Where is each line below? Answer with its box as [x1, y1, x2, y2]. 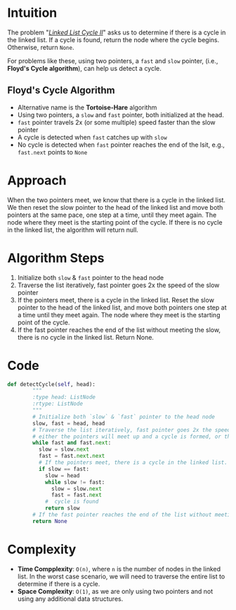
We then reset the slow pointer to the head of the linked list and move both [7, 203, 223, 211]
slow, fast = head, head [32, 420, 105, 427]
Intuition [7, 5, 58, 21]
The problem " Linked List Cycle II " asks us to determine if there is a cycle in [7, 28, 226, 37]
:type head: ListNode [32, 394, 96, 401]
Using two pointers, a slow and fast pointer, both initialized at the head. [17, 110, 225, 119]
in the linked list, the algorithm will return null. [7, 225, 139, 234]
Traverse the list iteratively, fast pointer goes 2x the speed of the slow [17, 281, 220, 289]
